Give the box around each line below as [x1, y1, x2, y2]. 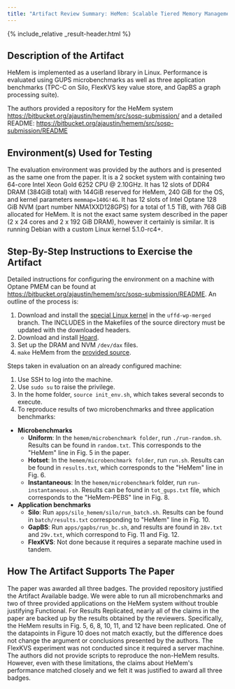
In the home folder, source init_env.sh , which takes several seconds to [17, 390, 225, 399]
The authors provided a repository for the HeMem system [7, 104, 173, 113]
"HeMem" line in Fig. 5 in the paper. [27, 449, 131, 457]
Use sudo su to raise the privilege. [17, 383, 115, 391]
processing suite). [7, 90, 59, 99]
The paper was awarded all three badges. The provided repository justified [7, 584, 224, 592]
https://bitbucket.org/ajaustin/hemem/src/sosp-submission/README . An [7, 290, 217, 299]
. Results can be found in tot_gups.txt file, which [78, 486, 220, 494]
